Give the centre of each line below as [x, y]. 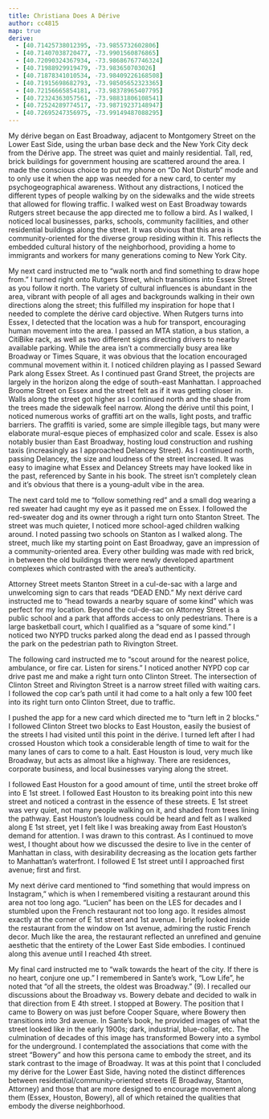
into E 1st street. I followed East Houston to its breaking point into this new [130, 793]
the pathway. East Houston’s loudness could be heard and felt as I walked [130, 818]
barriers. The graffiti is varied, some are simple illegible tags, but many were [134, 424]
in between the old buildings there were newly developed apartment [121, 560]
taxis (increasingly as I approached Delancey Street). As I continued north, [131, 450]
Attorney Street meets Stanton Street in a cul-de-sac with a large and [123, 584]
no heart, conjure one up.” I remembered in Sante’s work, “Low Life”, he [126, 978]
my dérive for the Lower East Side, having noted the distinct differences [127, 1072]
